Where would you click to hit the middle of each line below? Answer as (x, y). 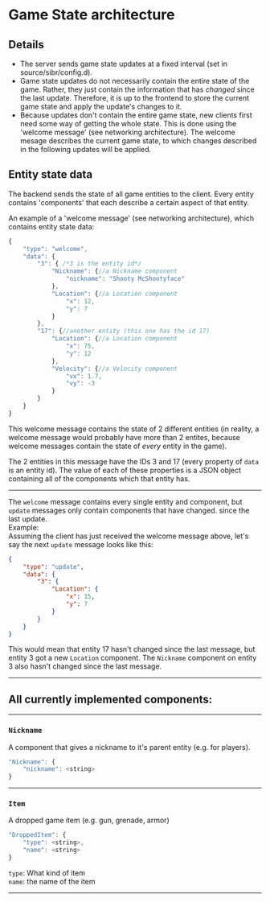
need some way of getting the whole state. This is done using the (128, 124)
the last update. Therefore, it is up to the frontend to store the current (135, 98)
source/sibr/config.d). (56, 72)
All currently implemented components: (110, 699)
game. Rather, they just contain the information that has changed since (137, 89)
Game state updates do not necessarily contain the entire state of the (135, 81)
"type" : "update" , (53, 566)
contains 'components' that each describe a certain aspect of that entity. (129, 202)
